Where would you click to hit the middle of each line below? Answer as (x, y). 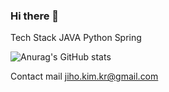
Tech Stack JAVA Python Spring (76, 38)
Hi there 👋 (35, 16)
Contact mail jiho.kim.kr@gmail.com (84, 76)
